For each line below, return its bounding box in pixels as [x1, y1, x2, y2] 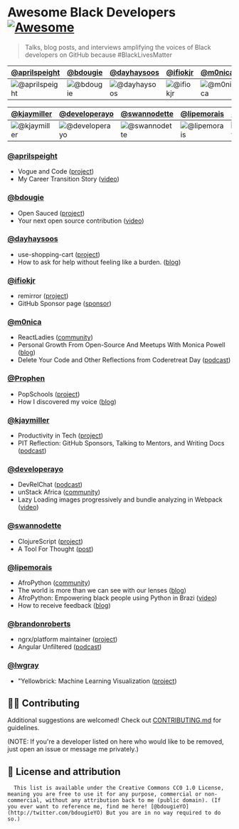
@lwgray [7, 660, 39, 670]
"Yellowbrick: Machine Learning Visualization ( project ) [17, 677, 177, 685]
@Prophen [7, 374, 45, 384]
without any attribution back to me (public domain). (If [45, 797, 221, 804]
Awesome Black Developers [7, 4, 176, 21]
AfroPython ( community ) [17, 578, 91, 587]
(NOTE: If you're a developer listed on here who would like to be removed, [7, 737, 224, 746]
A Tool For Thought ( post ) [17, 544, 94, 553]
